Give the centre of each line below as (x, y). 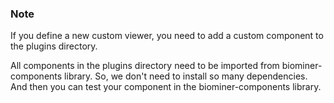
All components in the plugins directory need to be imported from (145, 66)
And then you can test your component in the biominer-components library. (166, 87)
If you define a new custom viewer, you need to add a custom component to (167, 36)
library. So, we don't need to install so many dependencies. (186, 76)
